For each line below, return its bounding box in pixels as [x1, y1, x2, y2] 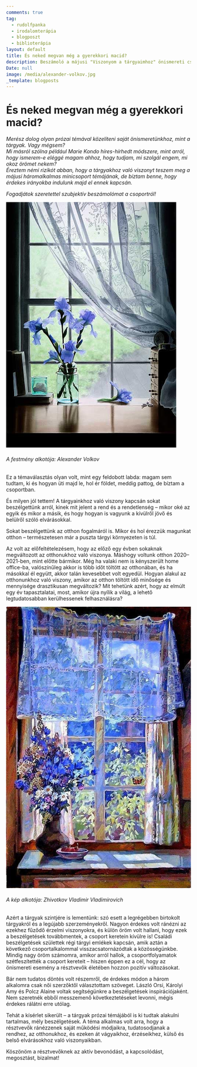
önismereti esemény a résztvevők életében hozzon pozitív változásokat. [6, 964, 180, 971]
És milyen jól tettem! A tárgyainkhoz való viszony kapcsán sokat [6, 498, 161, 505]
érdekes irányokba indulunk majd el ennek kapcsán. [6, 179, 133, 186]
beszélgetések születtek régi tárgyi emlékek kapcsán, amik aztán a [6, 939, 168, 946]
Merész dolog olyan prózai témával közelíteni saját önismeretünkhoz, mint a [6, 136, 191, 143]
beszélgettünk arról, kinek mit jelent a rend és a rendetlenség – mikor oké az [6, 504, 191, 511]
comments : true [6, 9, 43, 15]
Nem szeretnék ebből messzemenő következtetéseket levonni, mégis [6, 994, 174, 1001]
